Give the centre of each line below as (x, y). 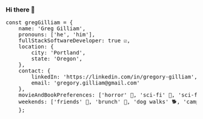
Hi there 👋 (21, 10)
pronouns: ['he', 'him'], (57, 35)
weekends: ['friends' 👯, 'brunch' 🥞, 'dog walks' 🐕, (99, 102)
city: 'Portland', (58, 53)
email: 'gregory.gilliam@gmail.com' (86, 83)
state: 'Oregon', (57, 59)
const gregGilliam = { (39, 23)
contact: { (35, 71)
